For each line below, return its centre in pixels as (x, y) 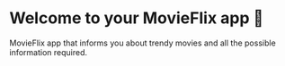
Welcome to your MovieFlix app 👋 (137, 18)
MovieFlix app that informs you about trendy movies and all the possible (142, 43)
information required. (49, 52)
